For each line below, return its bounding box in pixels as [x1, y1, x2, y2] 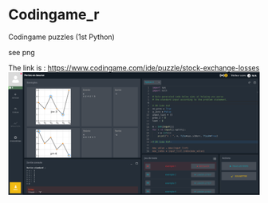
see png [8, 47, 36, 57]
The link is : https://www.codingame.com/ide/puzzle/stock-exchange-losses [8, 62, 260, 73]
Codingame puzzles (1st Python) [8, 32, 116, 42]
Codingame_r [8, 6, 100, 24]
